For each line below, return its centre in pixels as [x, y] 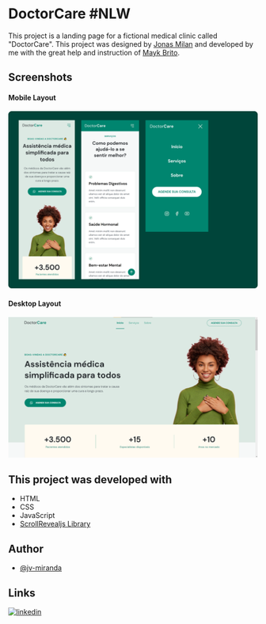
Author [26, 548]
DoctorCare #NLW [69, 14]
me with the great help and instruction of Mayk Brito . [94, 52]
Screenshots [40, 77]
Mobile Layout [32, 97]
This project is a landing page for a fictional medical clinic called [113, 36]
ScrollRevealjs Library [55, 524]
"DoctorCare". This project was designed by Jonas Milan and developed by [131, 44]
